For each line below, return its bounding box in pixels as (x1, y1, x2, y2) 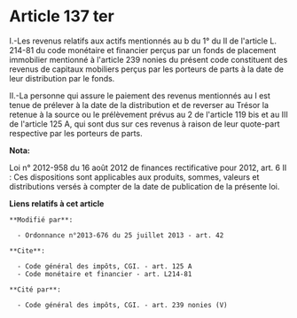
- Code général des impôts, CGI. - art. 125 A (17, 261, 192, 271)
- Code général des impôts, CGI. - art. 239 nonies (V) (17, 300, 228, 309)
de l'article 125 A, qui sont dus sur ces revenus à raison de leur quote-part (9, 118, 280, 129)
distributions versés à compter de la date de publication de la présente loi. (9, 181, 280, 191)
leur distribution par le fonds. (9, 73, 115, 83)
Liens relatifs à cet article (9, 198, 105, 209)
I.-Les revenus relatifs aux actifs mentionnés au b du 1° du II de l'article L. (9, 35, 277, 46)
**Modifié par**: (9, 215, 74, 224)
